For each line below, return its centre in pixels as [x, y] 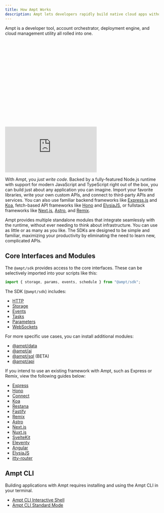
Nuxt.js [19, 432]
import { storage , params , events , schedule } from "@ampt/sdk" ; [73, 282]
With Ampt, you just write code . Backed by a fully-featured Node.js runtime [81, 179]
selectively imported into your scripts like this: [51, 273]
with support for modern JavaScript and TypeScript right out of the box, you [82, 184]
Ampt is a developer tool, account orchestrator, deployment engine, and [77, 28]
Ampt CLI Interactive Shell [38, 500]
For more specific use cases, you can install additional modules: [70, 336]
